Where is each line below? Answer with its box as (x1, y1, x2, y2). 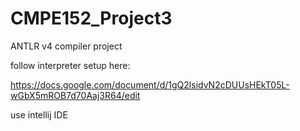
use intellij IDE (10, 108, 68, 121)
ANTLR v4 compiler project (10, 40, 123, 52)
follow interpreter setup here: (10, 59, 131, 71)
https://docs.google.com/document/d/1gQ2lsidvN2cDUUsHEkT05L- (10, 78, 290, 91)
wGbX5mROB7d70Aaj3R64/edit (10, 89, 141, 101)
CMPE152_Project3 (10, 7, 173, 30)
